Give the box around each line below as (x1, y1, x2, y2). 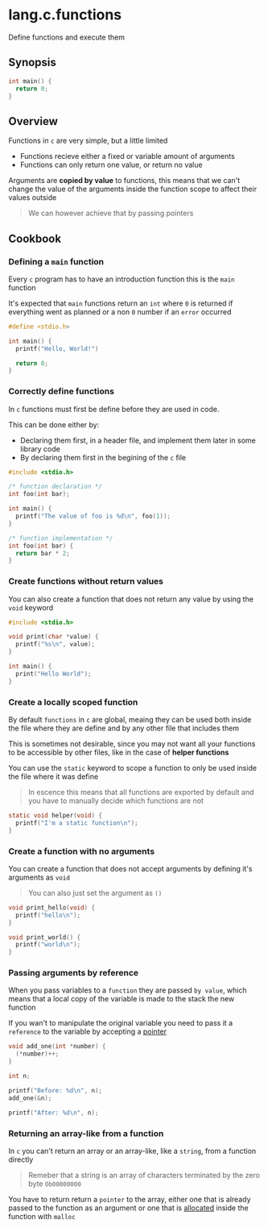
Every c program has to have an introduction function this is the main (8, 274, 235, 284)
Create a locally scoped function (8, 696, 138, 707)
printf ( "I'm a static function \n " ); (15, 818, 138, 827)
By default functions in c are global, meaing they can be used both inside (8, 715, 252, 725)
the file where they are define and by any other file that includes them (8, 723, 240, 733)
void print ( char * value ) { (8, 633, 99, 641)
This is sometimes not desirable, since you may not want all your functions (8, 739, 256, 749)
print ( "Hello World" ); (15, 669, 92, 678)
